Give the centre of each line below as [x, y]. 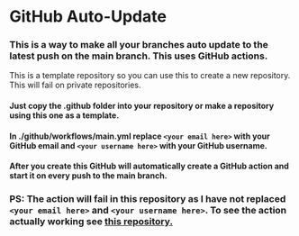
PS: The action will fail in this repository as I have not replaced [148, 199]
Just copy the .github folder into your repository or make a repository [142, 106]
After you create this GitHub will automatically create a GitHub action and [149, 166]
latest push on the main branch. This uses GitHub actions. [139, 56]
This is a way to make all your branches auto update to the [139, 45]
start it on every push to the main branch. [89, 176]
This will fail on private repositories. [75, 85]
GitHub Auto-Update [88, 17]
